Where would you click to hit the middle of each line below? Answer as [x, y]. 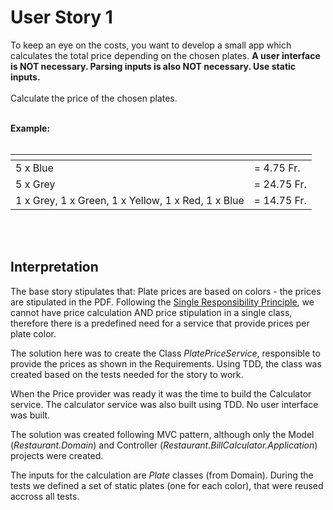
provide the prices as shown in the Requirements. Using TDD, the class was [166, 363]
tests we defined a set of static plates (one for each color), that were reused [167, 485]
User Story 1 [61, 17]
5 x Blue [34, 168]
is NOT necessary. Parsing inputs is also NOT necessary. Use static [153, 66]
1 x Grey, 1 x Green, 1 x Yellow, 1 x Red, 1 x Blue [130, 200]
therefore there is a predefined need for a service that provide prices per [160, 323]
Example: [30, 128]
